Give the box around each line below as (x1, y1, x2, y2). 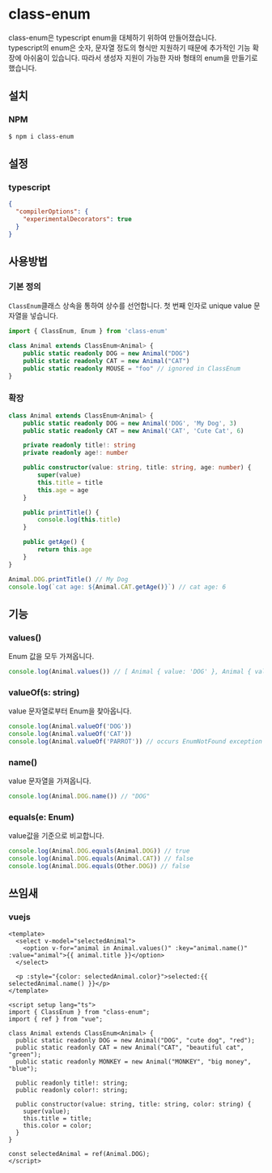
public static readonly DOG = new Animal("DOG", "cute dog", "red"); (15, 1036, 255, 1044)
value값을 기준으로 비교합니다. (8, 831, 105, 841)
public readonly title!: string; (15, 1079, 129, 1087)
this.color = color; (23, 1121, 92, 1129)
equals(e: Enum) (8, 811, 74, 823)
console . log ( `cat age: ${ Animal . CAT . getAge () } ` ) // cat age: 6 (8, 583, 227, 591)
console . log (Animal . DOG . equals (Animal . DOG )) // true (8, 847, 190, 855)
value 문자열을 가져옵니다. (8, 776, 91, 786)
